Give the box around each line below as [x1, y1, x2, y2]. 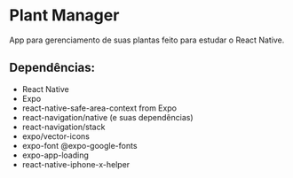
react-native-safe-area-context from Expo [21, 103, 178, 113]
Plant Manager [9, 5, 120, 26]
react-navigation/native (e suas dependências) [21, 112, 194, 122]
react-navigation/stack [21, 121, 106, 132]
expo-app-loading [21, 150, 89, 160]
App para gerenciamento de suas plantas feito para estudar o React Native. [9, 35, 285, 45]
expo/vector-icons [21, 130, 91, 142]
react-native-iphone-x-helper [21, 159, 131, 169]
